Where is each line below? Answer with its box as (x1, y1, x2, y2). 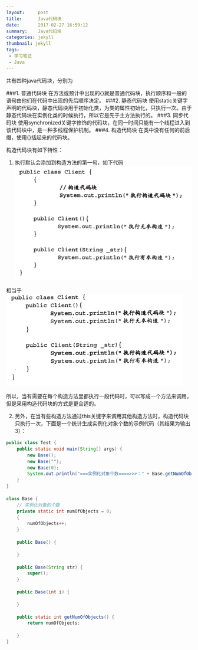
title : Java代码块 (6, 15, 62, 22)
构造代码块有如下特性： (6, 146, 63, 153)
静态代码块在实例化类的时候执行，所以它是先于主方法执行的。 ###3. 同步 (6, 111, 184, 119)
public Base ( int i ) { (16, 589, 70, 595)
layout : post (6, 9, 49, 15)
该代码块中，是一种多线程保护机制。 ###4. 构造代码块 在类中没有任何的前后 (6, 126, 190, 133)
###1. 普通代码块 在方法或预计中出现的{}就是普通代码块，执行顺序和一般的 (6, 89, 187, 97)
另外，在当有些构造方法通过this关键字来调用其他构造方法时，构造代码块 (14, 413, 189, 419)
